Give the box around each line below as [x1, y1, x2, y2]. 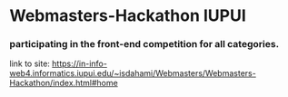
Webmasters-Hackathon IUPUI [9, 5, 247, 26]
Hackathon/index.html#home [9, 78, 118, 89]
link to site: [9, 58, 50, 69]
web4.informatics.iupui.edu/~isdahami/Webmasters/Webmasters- [9, 68, 256, 79]
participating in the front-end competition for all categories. [9, 38, 280, 51]
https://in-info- [51, 58, 107, 69]
